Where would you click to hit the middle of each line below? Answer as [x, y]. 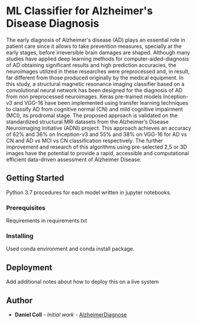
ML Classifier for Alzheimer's [80, 11]
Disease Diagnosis [53, 23]
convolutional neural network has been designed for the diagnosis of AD [94, 90]
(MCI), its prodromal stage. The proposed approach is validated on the [92, 115]
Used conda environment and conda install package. [70, 249]
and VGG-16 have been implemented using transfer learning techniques [101, 102]
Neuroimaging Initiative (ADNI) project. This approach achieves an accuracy [99, 128]
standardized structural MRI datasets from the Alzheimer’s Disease [88, 121]
